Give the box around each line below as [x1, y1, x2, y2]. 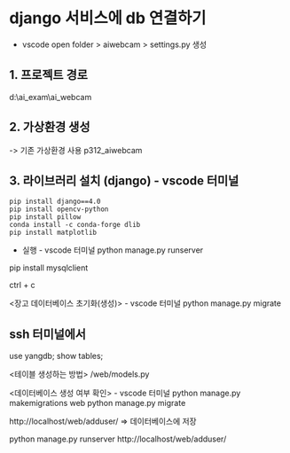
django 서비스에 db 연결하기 [9, 8, 207, 28]
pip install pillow [9, 213, 82, 222]
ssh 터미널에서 [9, 326, 87, 341]
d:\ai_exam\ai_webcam [9, 91, 92, 102]
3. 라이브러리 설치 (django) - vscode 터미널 [9, 173, 239, 188]
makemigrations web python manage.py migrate [9, 398, 186, 409]
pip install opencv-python [9, 205, 109, 214]
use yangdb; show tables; [9, 351, 104, 362]
